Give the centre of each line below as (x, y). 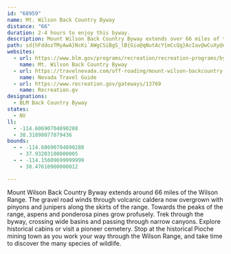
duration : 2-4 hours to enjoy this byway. (69, 33)
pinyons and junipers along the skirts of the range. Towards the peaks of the (115, 207)
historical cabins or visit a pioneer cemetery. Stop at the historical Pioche (111, 229)
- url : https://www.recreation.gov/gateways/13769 (87, 84)
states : (18, 109)
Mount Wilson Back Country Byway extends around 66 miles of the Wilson (113, 192)
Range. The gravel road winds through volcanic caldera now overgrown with (115, 199)
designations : (27, 97)
